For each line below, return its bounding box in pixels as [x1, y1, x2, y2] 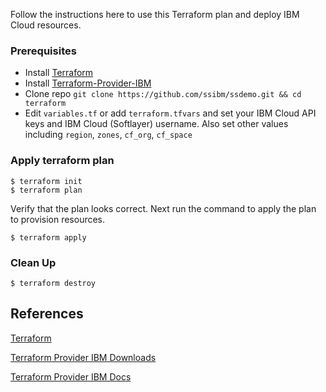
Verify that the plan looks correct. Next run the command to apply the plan [10, 202, 317, 214]
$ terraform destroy [10, 278, 97, 288]
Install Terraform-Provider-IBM [24, 77, 152, 89]
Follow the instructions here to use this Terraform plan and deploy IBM [10, 9, 300, 20]
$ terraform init [10, 176, 83, 186]
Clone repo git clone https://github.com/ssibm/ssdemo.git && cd [24, 88, 302, 100]
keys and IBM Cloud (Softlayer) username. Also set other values [24, 118, 289, 130]
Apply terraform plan [10, 154, 115, 168]
